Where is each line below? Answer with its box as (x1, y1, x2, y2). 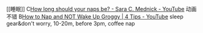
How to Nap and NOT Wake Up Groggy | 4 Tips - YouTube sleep (22, 13, 183, 20)
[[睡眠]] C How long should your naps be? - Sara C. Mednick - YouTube (6, 5, 185, 12)
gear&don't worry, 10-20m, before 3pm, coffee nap (6, 20, 136, 27)
